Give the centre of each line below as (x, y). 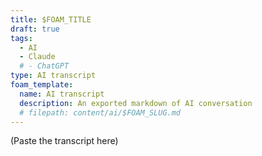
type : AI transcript (53, 76)
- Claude (37, 57)
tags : (21, 38)
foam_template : (42, 85)
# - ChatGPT (44, 66)
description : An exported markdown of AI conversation (136, 103)
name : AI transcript (62, 94)
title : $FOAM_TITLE (51, 19)
